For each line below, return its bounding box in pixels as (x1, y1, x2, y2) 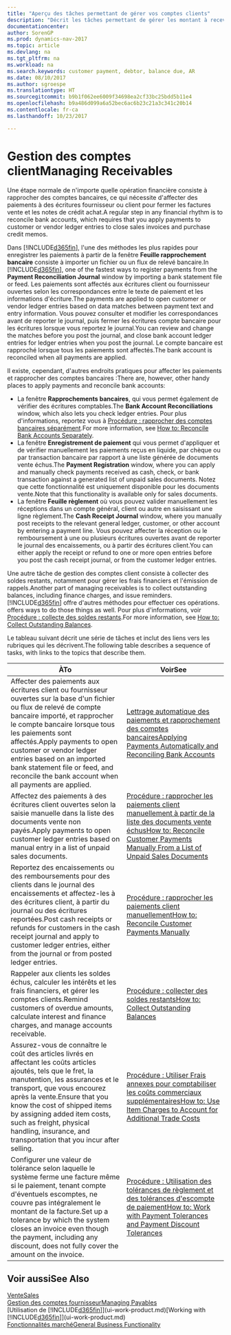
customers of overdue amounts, (10, 1003, 113, 1012)
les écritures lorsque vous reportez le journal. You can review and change (7, 323, 214, 332)
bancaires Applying (126, 732, 188, 742)
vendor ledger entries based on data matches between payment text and (7, 301, 214, 310)
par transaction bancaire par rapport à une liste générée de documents (16, 453, 219, 461)
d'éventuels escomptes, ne (10, 1189, 98, 1198)
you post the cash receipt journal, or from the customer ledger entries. (16, 556, 217, 564)
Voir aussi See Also (7, 1273, 89, 1285)
